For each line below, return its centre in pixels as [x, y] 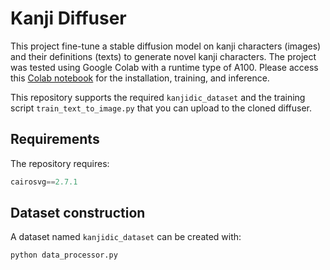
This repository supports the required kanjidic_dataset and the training [158, 97]
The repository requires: [60, 163]
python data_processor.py [64, 255]
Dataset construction [78, 213]
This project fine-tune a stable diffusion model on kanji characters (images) [166, 46]
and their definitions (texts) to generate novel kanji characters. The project [163, 56]
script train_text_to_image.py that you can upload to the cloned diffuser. [161, 108]
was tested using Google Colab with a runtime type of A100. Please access [164, 67]
